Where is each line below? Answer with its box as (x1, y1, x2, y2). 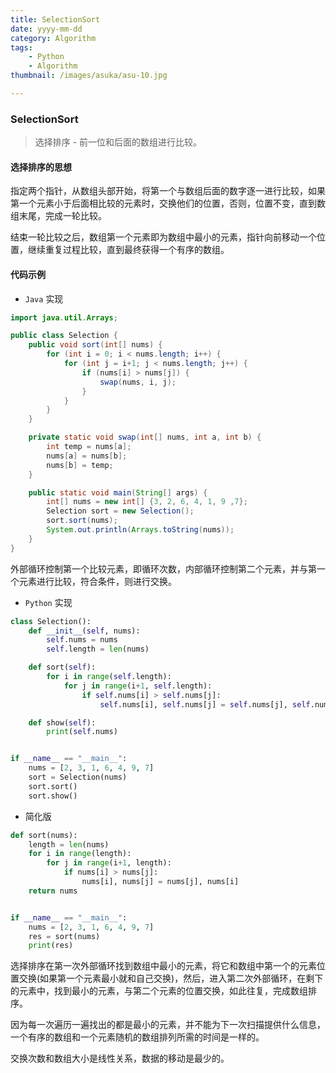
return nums (28, 886, 78, 896)
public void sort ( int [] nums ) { (28, 340, 163, 350)
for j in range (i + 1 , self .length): (63, 681, 213, 691)
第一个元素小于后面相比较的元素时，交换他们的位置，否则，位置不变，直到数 (10, 197, 326, 210)
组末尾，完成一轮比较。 (10, 210, 107, 222)
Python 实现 (24, 596, 73, 608)
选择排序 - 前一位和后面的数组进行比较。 (34, 136, 203, 148)
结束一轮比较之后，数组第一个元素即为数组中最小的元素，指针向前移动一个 (10, 231, 317, 243)
